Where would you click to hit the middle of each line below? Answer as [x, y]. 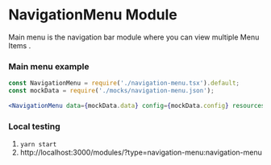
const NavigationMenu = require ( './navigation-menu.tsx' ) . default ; [124, 83]
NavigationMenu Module [93, 15]
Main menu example [49, 66]
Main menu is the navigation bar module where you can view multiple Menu [134, 37]
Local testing [34, 126]
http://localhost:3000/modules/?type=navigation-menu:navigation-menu [141, 153]
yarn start [38, 145]
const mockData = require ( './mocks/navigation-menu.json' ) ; [112, 91]
